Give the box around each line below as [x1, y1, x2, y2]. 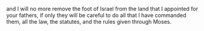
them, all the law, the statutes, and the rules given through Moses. [6, 18, 172, 25]
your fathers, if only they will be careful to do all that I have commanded [6, 12, 187, 19]
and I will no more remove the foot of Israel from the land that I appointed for [6, 5, 199, 12]
